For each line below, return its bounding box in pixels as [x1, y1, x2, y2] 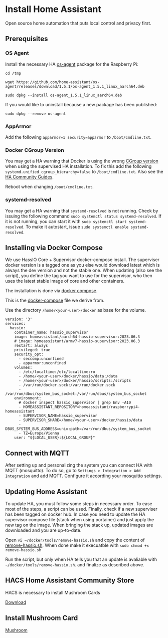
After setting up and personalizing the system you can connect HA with [5, 462, 153, 468]
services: [5, 321, 26, 326]
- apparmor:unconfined [18, 361, 66, 366]
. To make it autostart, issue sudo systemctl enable [23, 224, 129, 230]
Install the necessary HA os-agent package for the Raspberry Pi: [5, 61, 139, 67]
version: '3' [5, 317, 33, 322]
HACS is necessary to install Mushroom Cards [5, 589, 100, 595]
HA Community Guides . [5, 174, 54, 180]
